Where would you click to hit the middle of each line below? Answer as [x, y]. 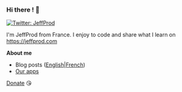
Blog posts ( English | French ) [50, 65]
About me [19, 53]
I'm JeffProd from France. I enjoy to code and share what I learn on [91, 35]
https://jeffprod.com [32, 41]
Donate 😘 [19, 83]
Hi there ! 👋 [23, 10]
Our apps [27, 71]
